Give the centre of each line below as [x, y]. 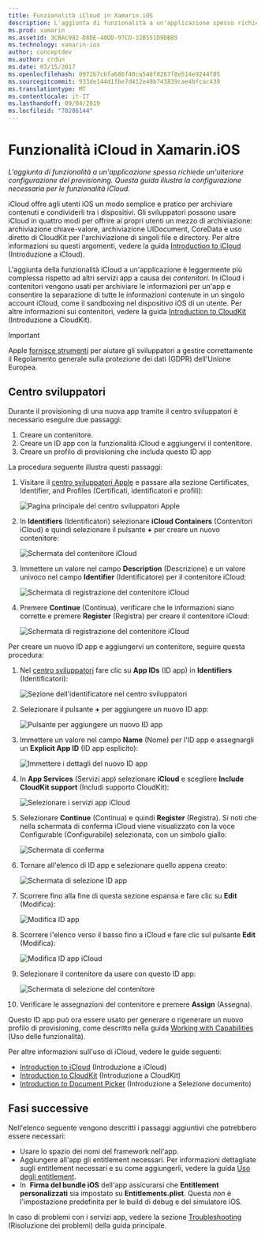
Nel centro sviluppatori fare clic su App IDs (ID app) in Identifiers [126, 670]
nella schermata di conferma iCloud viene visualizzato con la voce [127, 826]
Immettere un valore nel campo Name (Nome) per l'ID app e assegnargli [137, 740]
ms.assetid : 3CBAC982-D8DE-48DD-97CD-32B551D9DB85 [93, 38]
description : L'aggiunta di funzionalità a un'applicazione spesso [121, 23]
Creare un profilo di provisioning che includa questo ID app [115, 452]
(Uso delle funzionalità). [47, 1036]
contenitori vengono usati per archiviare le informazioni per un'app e [119, 286]
